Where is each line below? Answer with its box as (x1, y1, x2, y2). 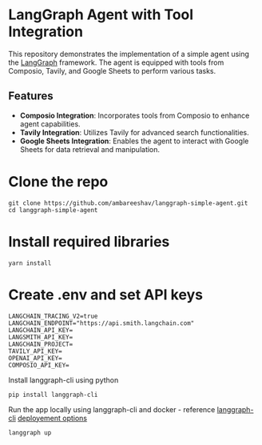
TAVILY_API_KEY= (8, 347, 62, 355)
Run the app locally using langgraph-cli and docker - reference (8, 404, 216, 414)
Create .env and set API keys (8, 286, 204, 303)
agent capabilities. (19, 118, 81, 129)
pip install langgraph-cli (8, 391, 98, 399)
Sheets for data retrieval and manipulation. (19, 144, 161, 154)
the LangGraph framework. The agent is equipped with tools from (8, 58, 224, 67)
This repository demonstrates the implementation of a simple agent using (8, 49, 250, 58)
